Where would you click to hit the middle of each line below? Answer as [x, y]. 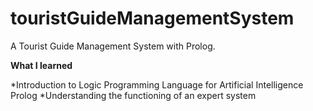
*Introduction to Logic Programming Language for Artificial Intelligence [157, 84]
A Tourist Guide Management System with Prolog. [113, 46]
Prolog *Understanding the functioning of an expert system [133, 95]
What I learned [41, 65]
